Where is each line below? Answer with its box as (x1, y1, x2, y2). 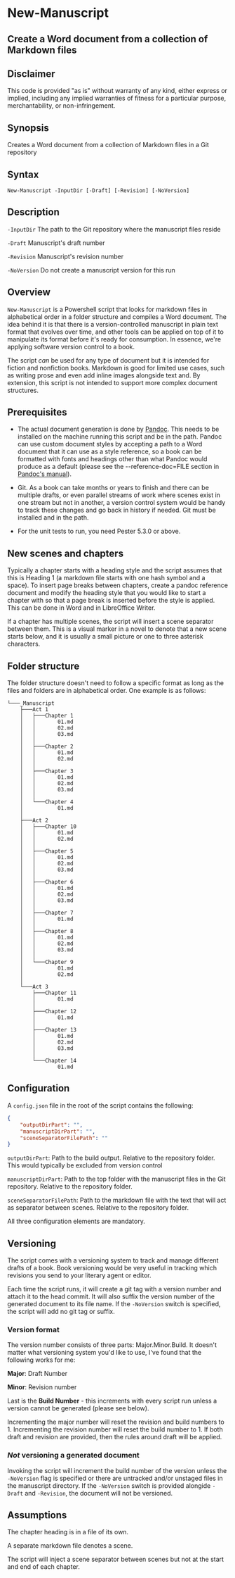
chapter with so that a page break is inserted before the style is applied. (7, 596, 215, 605)
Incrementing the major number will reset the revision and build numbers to (7, 1417, 224, 1427)
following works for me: (7, 1355, 76, 1364)
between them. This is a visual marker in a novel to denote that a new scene (7, 625, 227, 633)
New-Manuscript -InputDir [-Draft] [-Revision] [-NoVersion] (7, 187, 190, 194)
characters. (7, 639, 41, 649)
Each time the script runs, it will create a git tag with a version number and (7, 1285, 222, 1294)
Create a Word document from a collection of (7, 33, 208, 45)
